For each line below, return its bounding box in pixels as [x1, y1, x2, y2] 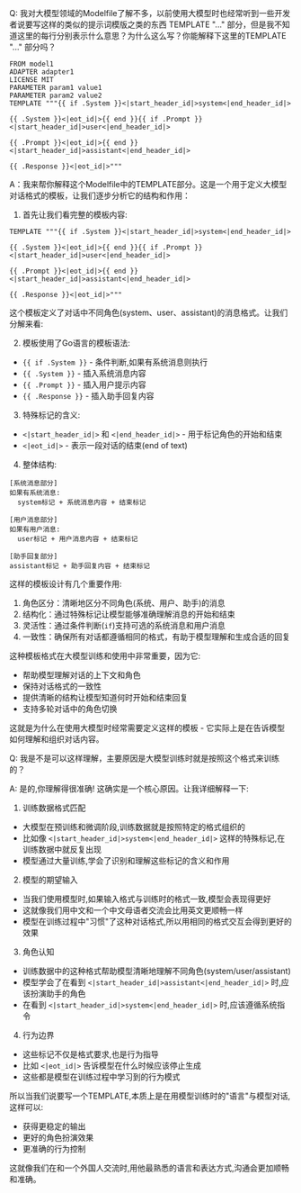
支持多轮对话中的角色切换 [22, 703, 118, 714]
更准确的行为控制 [22, 1143, 86, 1154]
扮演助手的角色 [30, 989, 86, 999]
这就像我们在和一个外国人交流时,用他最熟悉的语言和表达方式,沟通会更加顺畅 [9, 1162, 290, 1173]
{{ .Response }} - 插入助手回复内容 [22, 391, 155, 401]
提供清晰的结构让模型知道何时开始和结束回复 [22, 692, 189, 702]
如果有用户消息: [9, 525, 61, 534]
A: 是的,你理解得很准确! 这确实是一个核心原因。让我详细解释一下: [9, 783, 249, 794]
